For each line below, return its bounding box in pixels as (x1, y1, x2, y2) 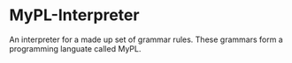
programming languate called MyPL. (9, 43, 142, 53)
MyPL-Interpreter (9, 5, 140, 25)
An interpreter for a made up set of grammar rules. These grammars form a (9, 34, 283, 45)
